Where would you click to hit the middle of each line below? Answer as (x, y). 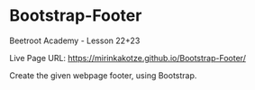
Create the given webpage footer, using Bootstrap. (103, 75)
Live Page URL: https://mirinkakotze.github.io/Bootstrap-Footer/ (127, 58)
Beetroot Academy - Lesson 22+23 (75, 40)
